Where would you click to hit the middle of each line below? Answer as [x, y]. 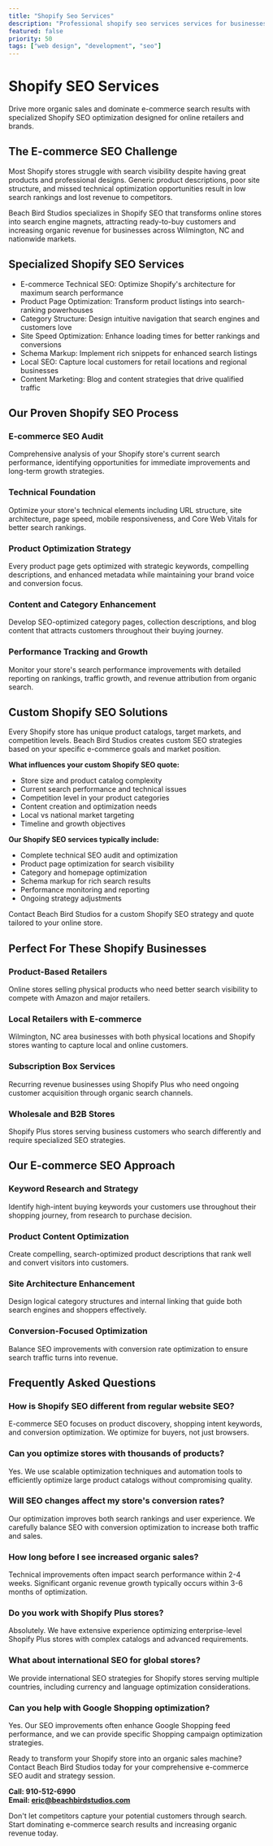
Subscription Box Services [62, 1066]
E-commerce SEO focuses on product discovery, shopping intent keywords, [135, 1424]
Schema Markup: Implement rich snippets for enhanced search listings [139, 353]
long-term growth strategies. [56, 471]
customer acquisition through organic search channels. [101, 1092]
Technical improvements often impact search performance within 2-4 [125, 1575]
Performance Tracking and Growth [78, 652]
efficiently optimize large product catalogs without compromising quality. [131, 1479]
